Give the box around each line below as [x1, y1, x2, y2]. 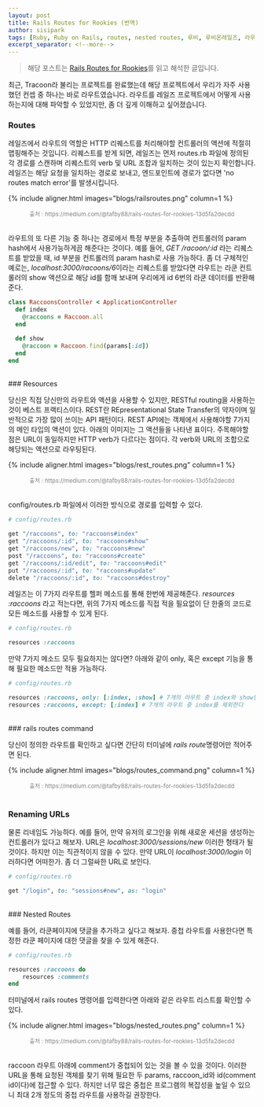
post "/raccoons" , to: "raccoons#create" [8, 552, 146, 559]
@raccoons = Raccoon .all [22, 313, 104, 321]
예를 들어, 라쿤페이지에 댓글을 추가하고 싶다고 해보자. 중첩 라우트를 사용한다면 [8, 925, 245, 935]
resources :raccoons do [8, 965, 86, 973]
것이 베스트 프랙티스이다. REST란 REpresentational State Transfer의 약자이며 [8, 405, 247, 415]
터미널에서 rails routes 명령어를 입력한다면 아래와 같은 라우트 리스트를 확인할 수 [8, 995, 251, 1005]
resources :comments [22, 972, 90, 980]
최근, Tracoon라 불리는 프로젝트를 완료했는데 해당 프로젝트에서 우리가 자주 [8, 80, 236, 90]
